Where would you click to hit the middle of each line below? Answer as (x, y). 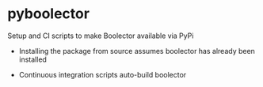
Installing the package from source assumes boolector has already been (137, 51)
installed (32, 59)
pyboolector (49, 14)
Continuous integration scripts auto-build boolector (103, 74)
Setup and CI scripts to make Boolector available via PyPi (101, 36)
